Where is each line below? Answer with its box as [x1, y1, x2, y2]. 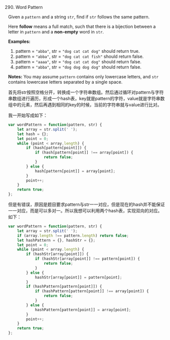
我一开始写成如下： [8, 112, 48, 118]
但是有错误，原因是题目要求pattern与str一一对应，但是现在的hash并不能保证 [8, 201, 165, 207]
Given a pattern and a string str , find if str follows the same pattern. [8, 14, 150, 19]
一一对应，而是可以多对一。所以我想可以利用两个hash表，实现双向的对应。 [8, 208, 163, 213]
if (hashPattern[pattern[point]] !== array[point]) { [34, 289, 149, 294]
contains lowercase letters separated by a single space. [8, 79, 123, 85]
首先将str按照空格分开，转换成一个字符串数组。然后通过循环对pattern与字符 [8, 89, 164, 95]
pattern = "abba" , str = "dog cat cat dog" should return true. [15, 48, 140, 54]
